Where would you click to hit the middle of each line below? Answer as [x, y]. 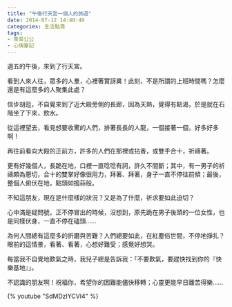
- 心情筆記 [21, 46]
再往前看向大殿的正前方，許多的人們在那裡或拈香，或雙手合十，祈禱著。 [110, 151]
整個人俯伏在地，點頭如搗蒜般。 [52, 183]
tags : [15, 33]
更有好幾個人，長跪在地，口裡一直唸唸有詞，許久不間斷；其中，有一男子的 [113, 166]
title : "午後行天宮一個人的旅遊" [49, 13]
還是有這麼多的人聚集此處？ [47, 90]
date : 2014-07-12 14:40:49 [46, 20]
